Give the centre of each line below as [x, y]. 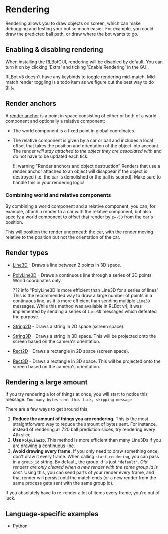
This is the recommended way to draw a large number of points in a [82, 295]
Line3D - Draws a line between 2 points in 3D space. [67, 265]
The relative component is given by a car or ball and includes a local [83, 140]
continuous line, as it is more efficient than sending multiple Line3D [81, 301]
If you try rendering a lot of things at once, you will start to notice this [76, 394]
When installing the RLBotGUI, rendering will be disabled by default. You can [84, 62]
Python [20, 526]
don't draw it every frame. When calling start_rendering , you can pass [86, 457]
